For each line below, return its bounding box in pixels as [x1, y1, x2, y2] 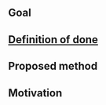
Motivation [8, 86, 63, 100]
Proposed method [8, 60, 98, 73]
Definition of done [8, 33, 98, 46]
